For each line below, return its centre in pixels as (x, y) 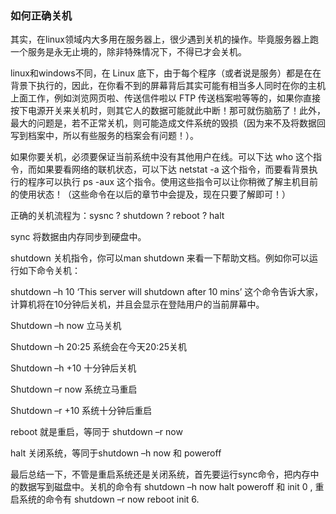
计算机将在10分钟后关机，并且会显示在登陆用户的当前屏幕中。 (137, 304)
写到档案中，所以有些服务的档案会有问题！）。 (104, 136)
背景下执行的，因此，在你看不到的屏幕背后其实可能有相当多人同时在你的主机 (168, 86)
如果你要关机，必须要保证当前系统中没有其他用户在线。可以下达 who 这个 (162, 157)
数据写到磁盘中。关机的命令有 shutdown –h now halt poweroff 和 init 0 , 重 (171, 487)
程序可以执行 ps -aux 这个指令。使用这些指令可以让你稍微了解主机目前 (172, 182)
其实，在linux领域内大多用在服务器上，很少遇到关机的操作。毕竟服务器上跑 (164, 39)
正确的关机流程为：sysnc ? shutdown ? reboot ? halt (117, 216)
